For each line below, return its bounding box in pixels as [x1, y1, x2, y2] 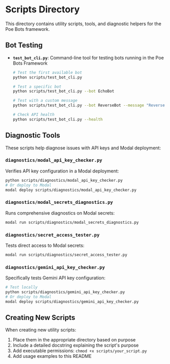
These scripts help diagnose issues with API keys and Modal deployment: [5, 145, 161, 151]
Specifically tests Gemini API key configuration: [5, 275, 106, 281]
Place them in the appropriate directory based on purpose [12, 337, 136, 343]
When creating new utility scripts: [5, 327, 77, 333]
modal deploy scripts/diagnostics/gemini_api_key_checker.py [5, 299, 139, 304]
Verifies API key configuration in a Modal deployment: [5, 168, 119, 174]
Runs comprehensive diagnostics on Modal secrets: [5, 209, 115, 216]
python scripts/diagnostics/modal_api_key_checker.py [5, 178, 123, 183]
